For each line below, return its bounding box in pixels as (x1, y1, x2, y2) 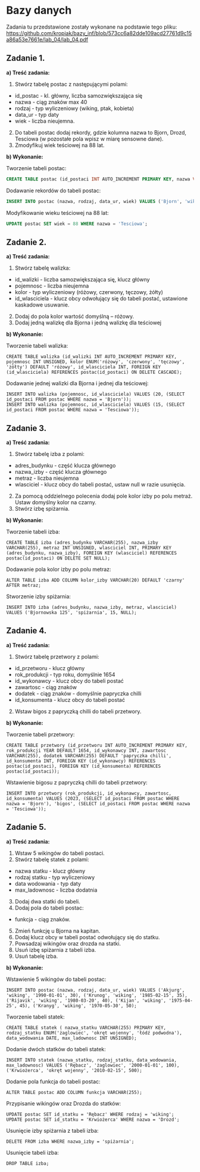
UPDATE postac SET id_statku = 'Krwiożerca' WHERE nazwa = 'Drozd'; (6, 1117, 180, 1123)
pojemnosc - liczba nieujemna (14, 282, 89, 289)
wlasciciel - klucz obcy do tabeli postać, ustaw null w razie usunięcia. (14, 481, 186, 488)
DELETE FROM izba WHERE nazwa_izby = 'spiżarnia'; (6, 1138, 135, 1145)
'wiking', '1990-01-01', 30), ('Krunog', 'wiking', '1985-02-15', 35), (6, 992, 187, 998)
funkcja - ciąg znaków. (14, 915, 71, 923)
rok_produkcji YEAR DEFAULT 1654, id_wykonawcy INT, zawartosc (6, 748, 167, 754)
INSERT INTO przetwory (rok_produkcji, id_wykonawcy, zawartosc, (6, 790, 171, 796)
